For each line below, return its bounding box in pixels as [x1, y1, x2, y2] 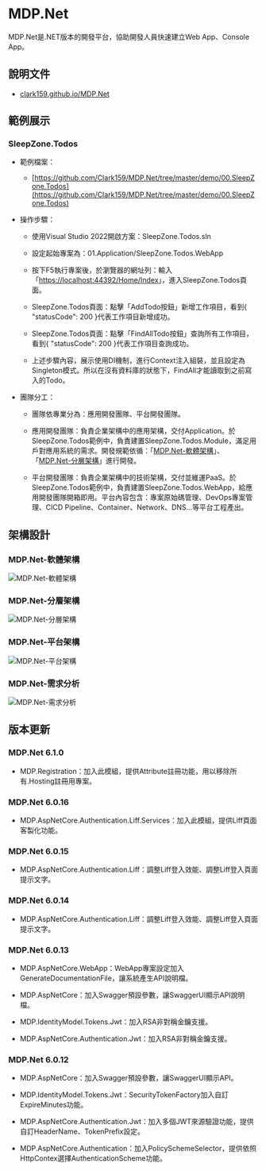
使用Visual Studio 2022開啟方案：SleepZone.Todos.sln [31, 232, 212, 241]
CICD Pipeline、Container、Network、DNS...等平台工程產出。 [45, 503, 249, 512]
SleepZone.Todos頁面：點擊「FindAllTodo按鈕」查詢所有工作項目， [31, 329, 253, 338]
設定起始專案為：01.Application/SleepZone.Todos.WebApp [31, 248, 224, 258]
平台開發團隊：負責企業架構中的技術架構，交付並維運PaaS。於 [31, 473, 237, 483]
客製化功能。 [19, 826, 62, 834]
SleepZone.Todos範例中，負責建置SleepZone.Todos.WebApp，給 [31, 483, 246, 492]
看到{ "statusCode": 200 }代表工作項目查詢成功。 [31, 339, 193, 349]
